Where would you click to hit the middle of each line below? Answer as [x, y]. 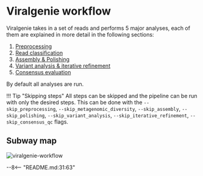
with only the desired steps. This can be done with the [74, 102]
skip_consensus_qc [30, 122]
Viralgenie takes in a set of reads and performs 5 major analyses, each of [98, 28]
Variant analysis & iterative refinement [63, 66]
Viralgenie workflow [59, 11]
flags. [61, 121]
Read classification [39, 52]
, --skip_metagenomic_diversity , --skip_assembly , [118, 108]
